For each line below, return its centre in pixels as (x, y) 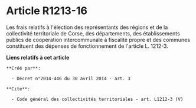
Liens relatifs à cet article (38, 57)
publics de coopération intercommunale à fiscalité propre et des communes (98, 40)
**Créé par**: (24, 68)
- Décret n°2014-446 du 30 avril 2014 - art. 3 (71, 78)
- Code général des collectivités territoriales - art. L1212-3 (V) (97, 99)
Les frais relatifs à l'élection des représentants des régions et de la (87, 27)
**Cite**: (18, 89)
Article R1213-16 (47, 11)
